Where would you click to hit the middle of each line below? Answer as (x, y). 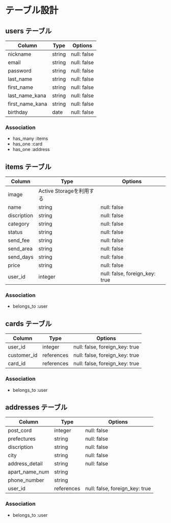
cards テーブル (28, 324)
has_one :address (31, 150)
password (20, 71)
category (19, 224)
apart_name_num (28, 472)
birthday (18, 112)
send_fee (19, 240)
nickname (20, 54)
